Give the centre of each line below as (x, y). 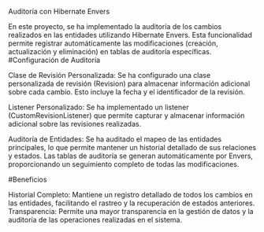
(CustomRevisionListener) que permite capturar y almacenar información (126, 116)
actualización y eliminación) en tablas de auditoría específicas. (110, 52)
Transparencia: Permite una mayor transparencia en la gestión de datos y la (131, 211)
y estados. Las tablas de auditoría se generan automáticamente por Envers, (131, 156)
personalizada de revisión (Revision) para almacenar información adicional (129, 83)
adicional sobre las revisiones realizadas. (75, 124)
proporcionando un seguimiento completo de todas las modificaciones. (124, 164)
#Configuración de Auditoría (54, 60)
